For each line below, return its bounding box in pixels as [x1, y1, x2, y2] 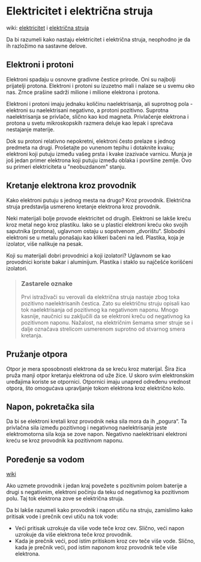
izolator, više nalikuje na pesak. [6, 240, 83, 248]
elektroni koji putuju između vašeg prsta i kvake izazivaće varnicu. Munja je [6, 150, 193, 157]
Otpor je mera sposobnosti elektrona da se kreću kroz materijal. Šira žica [6, 365, 186, 372]
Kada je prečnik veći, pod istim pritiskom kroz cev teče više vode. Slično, [14, 537, 196, 545]
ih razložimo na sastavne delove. [6, 42, 88, 49]
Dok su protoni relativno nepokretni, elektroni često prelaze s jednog [6, 137, 176, 145]
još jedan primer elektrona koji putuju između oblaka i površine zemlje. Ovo [6, 157, 192, 164]
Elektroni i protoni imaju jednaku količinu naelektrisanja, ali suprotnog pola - [6, 100, 193, 107]
